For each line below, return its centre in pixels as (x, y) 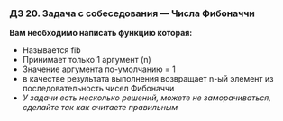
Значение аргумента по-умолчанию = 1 (99, 69)
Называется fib (51, 50)
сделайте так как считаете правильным (100, 108)
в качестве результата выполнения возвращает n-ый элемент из (148, 79)
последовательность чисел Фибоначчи (98, 89)
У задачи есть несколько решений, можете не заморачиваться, (147, 98)
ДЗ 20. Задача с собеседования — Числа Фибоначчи (132, 13)
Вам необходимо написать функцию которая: (101, 33)
